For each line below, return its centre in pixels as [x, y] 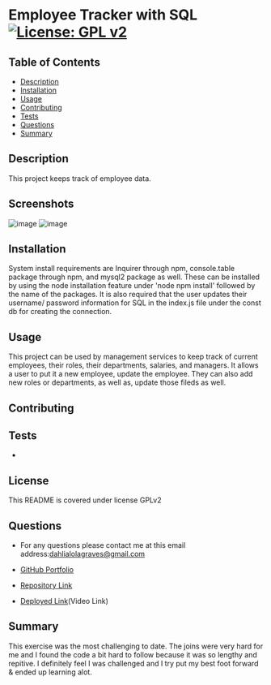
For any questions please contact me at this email [103, 545]
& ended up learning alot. [51, 672]
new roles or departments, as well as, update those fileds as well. [117, 382]
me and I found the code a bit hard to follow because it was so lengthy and [133, 654]
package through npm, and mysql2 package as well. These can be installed [134, 277]
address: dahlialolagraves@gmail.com [83, 554]
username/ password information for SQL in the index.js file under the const [135, 303]
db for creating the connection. [60, 312]
